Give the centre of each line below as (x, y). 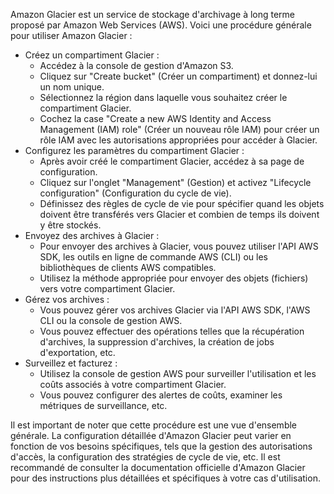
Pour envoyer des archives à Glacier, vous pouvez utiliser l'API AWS (179, 246)
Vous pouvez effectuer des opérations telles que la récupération (172, 331)
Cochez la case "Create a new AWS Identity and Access (155, 118)
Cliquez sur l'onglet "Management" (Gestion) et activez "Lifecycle (175, 182)
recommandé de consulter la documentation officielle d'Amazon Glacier (158, 467)
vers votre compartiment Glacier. (107, 288)
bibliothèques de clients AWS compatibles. (128, 267)
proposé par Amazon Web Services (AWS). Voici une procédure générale (161, 25)
